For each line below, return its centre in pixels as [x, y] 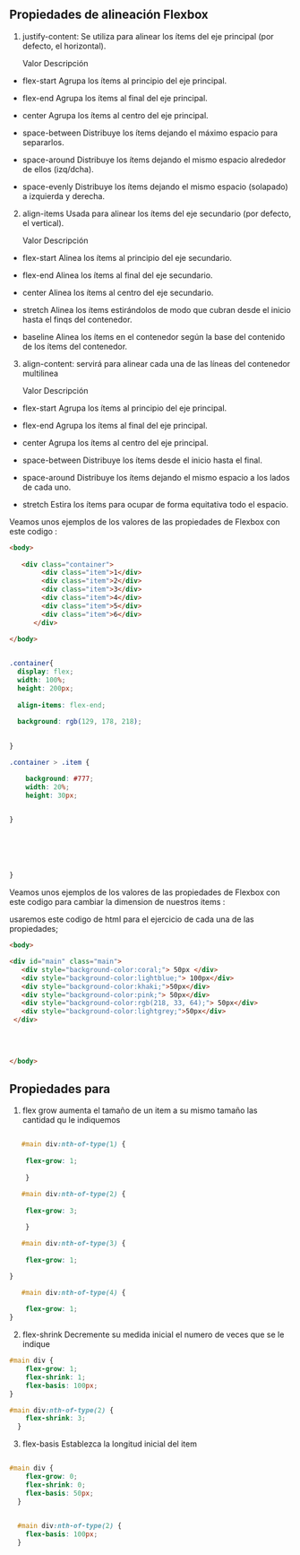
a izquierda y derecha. [64, 195]
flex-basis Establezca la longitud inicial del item [109, 1444]
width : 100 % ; [42, 681]
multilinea [40, 373]
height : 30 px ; [51, 795]
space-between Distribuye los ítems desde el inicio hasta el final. [142, 460]
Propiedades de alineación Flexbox [109, 15]
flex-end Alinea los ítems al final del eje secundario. [117, 275]
